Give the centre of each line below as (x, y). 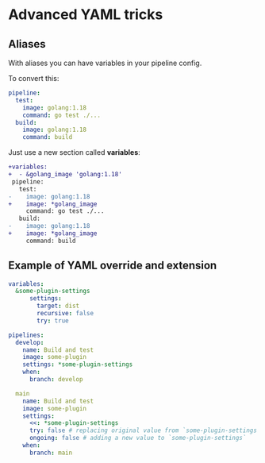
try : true (53, 320)
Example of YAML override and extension (113, 266)
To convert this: (34, 78)
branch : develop (56, 380)
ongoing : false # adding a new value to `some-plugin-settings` (138, 438)
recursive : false (65, 314)
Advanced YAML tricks (86, 15)
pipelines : (26, 335)
